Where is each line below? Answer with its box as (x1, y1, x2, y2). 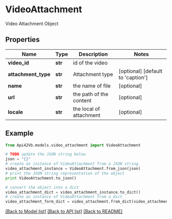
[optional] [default (118, 68, 163, 75)
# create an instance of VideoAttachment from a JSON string (5, 161, 139, 167)
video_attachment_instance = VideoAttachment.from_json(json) (5, 166, 141, 171)
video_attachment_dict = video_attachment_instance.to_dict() (5, 189, 141, 195)
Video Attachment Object (5, 20, 59, 27)
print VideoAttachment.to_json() (5, 176, 77, 181)
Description (78, 50, 109, 57)
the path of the (73, 91, 109, 98)
